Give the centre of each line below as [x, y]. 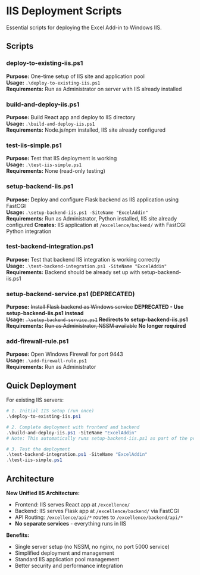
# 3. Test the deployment [38, 449]
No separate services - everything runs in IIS [71, 524]
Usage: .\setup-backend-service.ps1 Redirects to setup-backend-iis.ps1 [97, 319]
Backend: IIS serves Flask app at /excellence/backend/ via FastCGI [97, 511]
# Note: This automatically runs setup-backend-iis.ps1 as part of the [97, 438]
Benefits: [18, 535]
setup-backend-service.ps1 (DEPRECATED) [71, 294]
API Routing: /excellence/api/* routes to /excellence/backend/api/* [99, 517]
